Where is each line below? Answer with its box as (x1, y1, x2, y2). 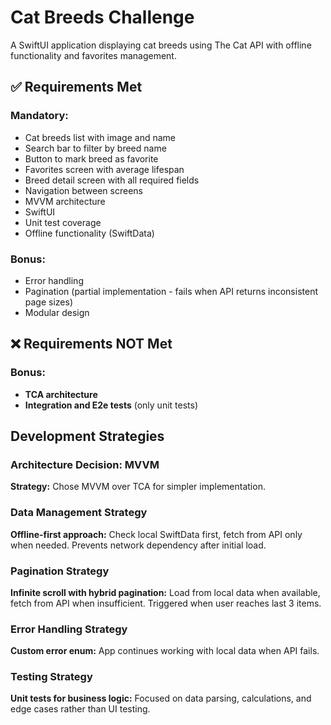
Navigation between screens (24, 184, 143, 196)
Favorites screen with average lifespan (24, 163, 185, 175)
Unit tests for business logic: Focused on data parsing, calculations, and (10, 692, 312, 705)
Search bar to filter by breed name (24, 142, 167, 154)
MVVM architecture (24, 195, 106, 207)
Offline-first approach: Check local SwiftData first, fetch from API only (10, 528, 303, 540)
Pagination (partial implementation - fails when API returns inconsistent (24, 285, 318, 297)
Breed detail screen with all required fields (24, 174, 200, 186)
